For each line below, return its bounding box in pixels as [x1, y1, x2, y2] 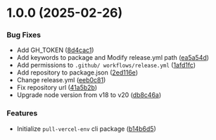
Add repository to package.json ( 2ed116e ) [16, 68, 139, 77]
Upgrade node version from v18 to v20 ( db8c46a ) [16, 91, 162, 99]
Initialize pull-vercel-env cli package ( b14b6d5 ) [16, 125, 156, 133]
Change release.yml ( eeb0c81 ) [16, 76, 106, 84]
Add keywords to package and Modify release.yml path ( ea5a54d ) [16, 53, 209, 62]
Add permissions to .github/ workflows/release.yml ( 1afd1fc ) [16, 61, 196, 70]
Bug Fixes [6, 30, 42, 40]
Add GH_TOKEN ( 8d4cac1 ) [16, 46, 94, 54]
